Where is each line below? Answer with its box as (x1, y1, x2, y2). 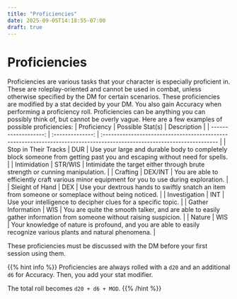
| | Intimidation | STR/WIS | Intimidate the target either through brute (7, 160, 205, 169)
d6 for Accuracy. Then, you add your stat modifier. (7, 271, 154, 279)
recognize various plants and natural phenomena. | (7, 228, 156, 237)
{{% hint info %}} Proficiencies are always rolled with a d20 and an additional (7, 263, 231, 271)
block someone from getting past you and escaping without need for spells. (7, 153, 229, 162)
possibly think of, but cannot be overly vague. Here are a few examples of (7, 115, 223, 124)
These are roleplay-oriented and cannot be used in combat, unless (7, 85, 202, 94)
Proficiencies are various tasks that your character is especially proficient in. (7, 77, 231, 86)
